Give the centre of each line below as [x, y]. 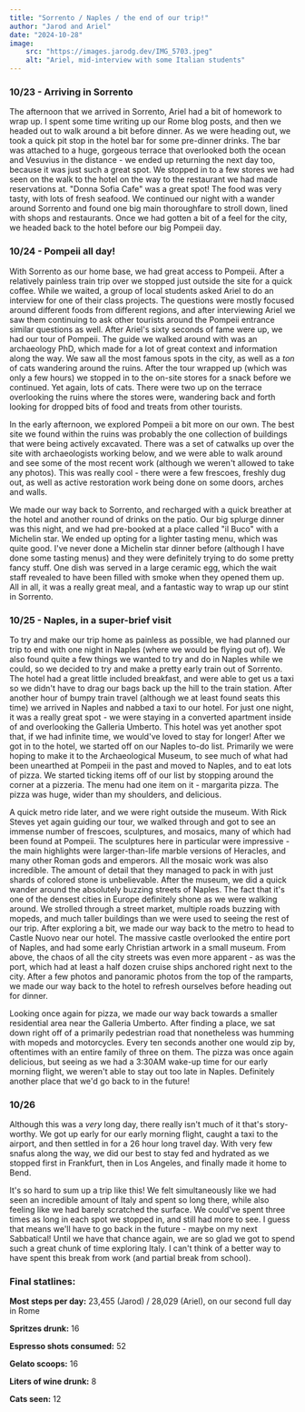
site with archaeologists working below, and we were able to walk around [146, 453]
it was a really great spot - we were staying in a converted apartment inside [151, 717]
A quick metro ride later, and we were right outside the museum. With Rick [148, 812]
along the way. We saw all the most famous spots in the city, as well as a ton [152, 358]
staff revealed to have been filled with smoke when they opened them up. [147, 577]
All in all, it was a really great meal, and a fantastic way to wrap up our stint [149, 587]
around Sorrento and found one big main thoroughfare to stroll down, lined [149, 208]
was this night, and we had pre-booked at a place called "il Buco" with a [144, 529]
